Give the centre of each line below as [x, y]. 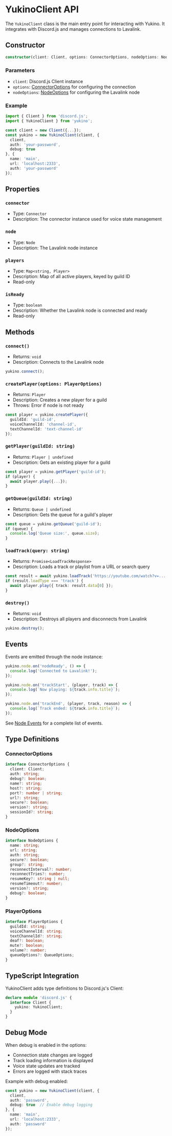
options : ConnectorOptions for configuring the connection [74, 87]
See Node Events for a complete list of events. [54, 723]
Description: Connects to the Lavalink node [58, 362]
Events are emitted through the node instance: [54, 657]
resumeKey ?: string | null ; [40, 879]
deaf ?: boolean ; [27, 941]
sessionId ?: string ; [32, 812]
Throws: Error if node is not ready [48, 405]
